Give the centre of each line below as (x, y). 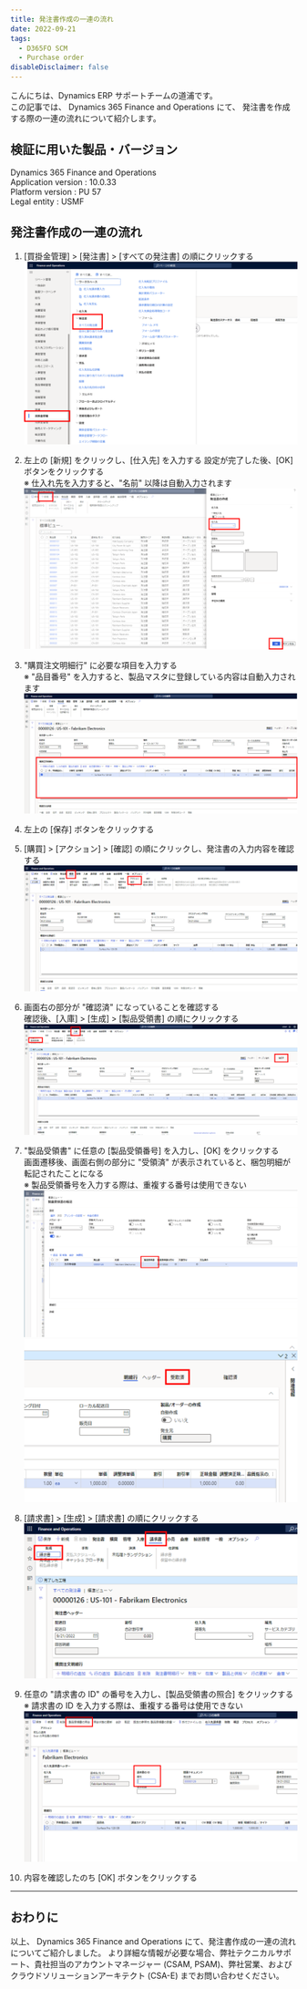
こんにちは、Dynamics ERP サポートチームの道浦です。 (114, 95)
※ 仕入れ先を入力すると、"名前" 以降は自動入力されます (128, 483)
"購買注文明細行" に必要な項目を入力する (100, 665)
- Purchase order (51, 58)
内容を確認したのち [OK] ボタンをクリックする (110, 1877)
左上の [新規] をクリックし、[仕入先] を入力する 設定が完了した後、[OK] (159, 460)
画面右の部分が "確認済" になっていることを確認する (121, 1007)
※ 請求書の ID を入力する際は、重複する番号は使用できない (133, 1706)
